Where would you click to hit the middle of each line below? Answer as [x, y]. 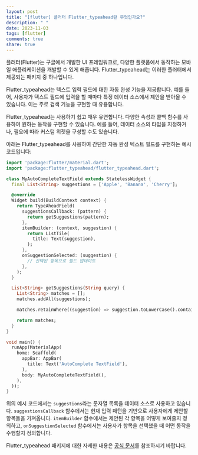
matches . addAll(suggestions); [54, 299]
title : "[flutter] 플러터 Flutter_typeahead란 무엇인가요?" [76, 17]
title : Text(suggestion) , [64, 239]
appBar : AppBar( [42, 359]
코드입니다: [19, 151]
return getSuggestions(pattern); [68, 217]
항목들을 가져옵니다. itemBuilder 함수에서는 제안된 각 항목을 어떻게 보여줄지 [94, 418]
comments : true [25, 39]
